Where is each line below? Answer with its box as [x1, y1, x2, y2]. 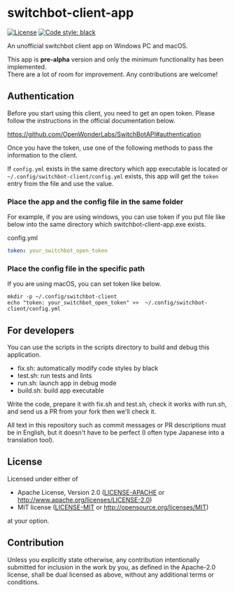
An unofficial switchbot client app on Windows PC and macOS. [7, 41, 188, 50]
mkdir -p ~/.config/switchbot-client [7, 293, 117, 300]
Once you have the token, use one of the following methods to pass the [7, 143, 213, 152]
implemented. [7, 62, 47, 71]
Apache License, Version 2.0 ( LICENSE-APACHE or [17, 488, 165, 496]
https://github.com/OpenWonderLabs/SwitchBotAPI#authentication [7, 129, 201, 138]
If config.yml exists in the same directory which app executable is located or [7, 164, 228, 173]
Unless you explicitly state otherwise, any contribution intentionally [7, 555, 200, 564]
